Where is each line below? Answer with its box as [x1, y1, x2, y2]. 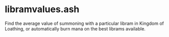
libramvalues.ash [5, 4, 80, 15]
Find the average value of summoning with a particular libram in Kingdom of [5, 20, 164, 26]
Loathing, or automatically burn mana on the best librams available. [5, 25, 146, 31]
